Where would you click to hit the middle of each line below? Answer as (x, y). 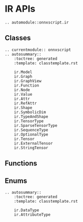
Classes (18, 38)
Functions (21, 163)
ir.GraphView (28, 81)
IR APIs (20, 9)
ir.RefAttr (25, 103)
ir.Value (23, 94)
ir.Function (26, 85)
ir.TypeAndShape (31, 117)
